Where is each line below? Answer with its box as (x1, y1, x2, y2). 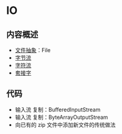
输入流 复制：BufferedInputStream (14, 106, 101, 113)
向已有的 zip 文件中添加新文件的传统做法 (14, 121, 116, 128)
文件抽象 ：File (14, 47, 51, 53)
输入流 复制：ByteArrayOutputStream (14, 113, 109, 121)
